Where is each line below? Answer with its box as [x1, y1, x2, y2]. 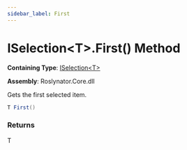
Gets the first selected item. [7, 90, 87, 98]
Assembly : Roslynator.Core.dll [7, 77, 96, 85]
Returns [7, 120, 35, 130]
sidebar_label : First [7, 10, 70, 17]
